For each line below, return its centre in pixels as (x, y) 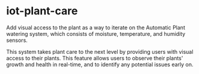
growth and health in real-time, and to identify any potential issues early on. (100, 64)
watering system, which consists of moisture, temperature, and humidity (96, 33)
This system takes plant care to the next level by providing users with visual (100, 51)
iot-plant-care (42, 11)
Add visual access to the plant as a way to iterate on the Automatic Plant (96, 27)
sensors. (17, 40)
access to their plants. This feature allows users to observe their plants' (95, 58)
